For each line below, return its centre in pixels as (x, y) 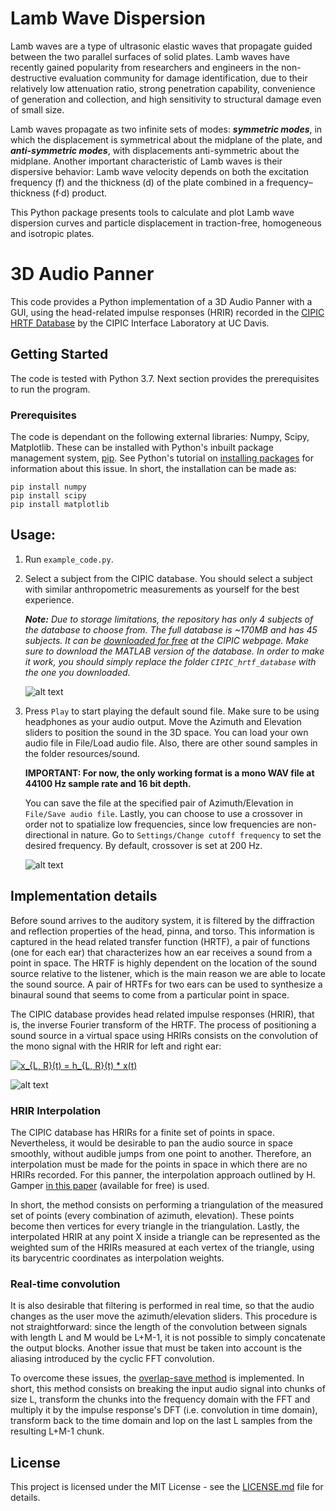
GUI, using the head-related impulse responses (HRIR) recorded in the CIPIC (167, 312)
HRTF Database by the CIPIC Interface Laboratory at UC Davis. (140, 323)
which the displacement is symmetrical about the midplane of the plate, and (166, 139)
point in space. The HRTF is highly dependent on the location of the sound (163, 963)
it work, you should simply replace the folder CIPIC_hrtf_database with (170, 661)
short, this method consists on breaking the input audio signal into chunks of (168, 1389)
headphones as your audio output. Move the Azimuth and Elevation (163, 721)
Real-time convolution (65, 1284)
